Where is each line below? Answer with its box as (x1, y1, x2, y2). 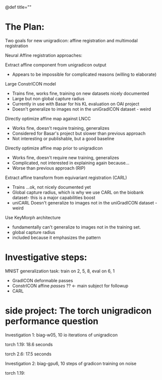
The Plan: (5, 22, 45, 32)
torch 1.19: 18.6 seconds (5, 341, 53, 347)
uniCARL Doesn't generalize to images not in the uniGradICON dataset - (12, 200, 158, 205)
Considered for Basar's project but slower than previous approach (12, 130, 146, 136)
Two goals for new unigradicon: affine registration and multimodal (5, 37, 138, 43)
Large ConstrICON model (5, 81, 56, 87)
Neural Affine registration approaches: (5, 52, 82, 58)
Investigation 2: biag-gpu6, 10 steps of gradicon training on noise (5, 360, 137, 366)
